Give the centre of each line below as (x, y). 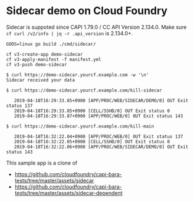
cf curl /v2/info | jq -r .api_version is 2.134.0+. (70, 33)
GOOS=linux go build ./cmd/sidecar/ (51, 44)
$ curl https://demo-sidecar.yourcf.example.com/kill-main (80, 126)
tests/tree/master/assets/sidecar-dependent (68, 193)
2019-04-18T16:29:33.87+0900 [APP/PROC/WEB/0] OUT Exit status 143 (98, 116)
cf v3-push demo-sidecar (37, 65)
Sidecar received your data (41, 80)
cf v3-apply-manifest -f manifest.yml (54, 59)
